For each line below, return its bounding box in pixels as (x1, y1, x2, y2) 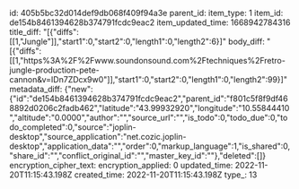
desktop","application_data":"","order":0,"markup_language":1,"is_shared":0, (9, 141, 291, 151)
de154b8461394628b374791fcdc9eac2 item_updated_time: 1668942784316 (9, 17, 291, 28)
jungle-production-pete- (9, 64, 101, 75)
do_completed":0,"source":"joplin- (9, 122, 136, 133)
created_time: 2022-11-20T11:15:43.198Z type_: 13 (74, 169, 258, 180)
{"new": (64, 84, 93, 94)
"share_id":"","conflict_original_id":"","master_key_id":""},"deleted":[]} (9, 150, 267, 160)
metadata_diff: (9, 84, 63, 94)
